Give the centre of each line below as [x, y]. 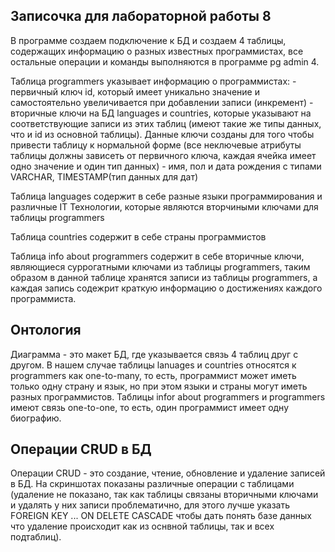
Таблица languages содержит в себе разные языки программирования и [166, 196]
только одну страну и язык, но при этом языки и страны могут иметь [159, 386]
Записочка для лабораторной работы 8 [141, 16]
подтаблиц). [36, 537]
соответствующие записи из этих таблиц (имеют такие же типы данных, [166, 123]
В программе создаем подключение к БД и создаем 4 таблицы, [148, 40]
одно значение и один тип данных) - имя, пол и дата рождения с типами [166, 166]
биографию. [36, 418]
